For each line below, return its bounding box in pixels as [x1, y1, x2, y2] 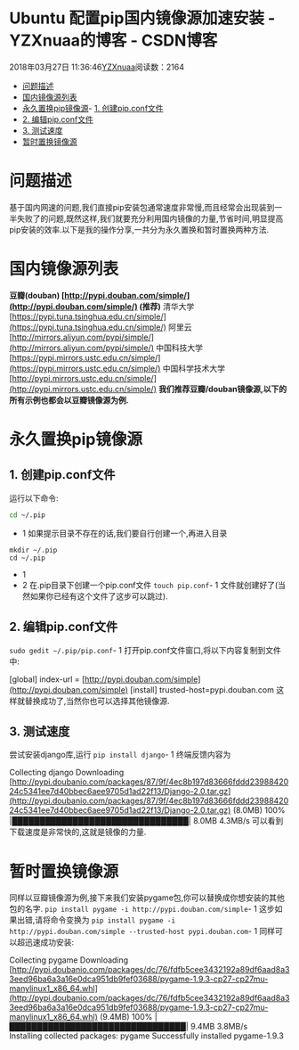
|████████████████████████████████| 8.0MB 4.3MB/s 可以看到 [9, 816, 284, 826]
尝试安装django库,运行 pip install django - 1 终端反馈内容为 [9, 750, 231, 760]
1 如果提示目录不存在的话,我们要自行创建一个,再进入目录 [21, 528, 228, 538]
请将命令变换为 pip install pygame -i [35, 915, 176, 925]
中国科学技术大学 [162, 363, 225, 373]
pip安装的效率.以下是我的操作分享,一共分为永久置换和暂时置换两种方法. [9, 224, 270, 234]
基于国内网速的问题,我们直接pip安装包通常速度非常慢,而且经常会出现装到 [9, 201, 275, 212]
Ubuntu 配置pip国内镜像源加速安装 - [9, 8, 276, 29]
